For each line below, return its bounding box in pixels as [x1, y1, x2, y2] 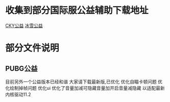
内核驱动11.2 [5, 91, 31, 97]
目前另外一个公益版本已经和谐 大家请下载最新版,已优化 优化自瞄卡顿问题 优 [5, 79, 162, 85]
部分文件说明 [5, 42, 60, 54]
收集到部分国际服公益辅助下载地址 [5, 5, 149, 16]
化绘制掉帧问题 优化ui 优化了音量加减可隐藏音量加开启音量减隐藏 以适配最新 [5, 85, 165, 91]
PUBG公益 [5, 64, 38, 73]
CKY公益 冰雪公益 [5, 22, 43, 29]
